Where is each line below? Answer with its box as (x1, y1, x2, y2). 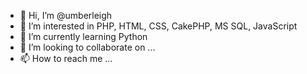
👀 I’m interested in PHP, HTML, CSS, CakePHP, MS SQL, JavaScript (19, 20, 298, 32)
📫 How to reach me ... (19, 53, 113, 64)
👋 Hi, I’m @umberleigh (19, 10, 113, 21)
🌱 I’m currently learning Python (19, 31, 148, 42)
